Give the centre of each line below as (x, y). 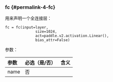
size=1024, (46, 32)
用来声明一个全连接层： (28, 18)
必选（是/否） (40, 63)
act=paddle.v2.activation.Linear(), (72, 36)
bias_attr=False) (53, 40)
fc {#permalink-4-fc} (30, 7)
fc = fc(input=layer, (27, 27)
